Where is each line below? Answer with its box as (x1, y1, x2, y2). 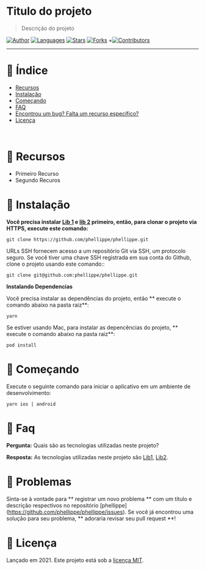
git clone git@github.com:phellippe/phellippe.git (6, 272, 138, 278)
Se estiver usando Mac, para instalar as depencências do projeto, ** (6, 323, 178, 331)
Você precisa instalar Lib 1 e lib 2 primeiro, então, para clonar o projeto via (6, 218, 197, 225)
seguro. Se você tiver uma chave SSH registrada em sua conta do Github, (6, 253, 192, 261)
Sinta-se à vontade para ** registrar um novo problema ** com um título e (6, 495, 192, 503)
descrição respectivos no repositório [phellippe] (6, 501, 127, 509)
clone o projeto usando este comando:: (6, 260, 105, 268)
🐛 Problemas (6, 474, 72, 489)
